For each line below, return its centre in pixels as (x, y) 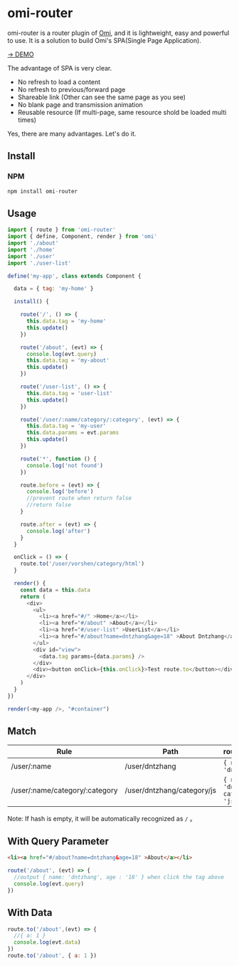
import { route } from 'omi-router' (62, 230)
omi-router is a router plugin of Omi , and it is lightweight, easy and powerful (118, 33)
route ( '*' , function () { (59, 459)
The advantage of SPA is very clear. (60, 68)
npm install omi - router (43, 191)
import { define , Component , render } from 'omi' (83, 237)
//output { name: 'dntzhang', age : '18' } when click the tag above (119, 878)
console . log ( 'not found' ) (64, 465)
